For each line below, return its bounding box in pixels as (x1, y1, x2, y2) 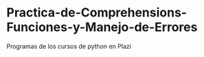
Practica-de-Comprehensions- (6, 5, 187, 21)
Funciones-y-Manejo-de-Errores (6, 19, 198, 35)
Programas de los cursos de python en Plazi (6, 42, 132, 50)
